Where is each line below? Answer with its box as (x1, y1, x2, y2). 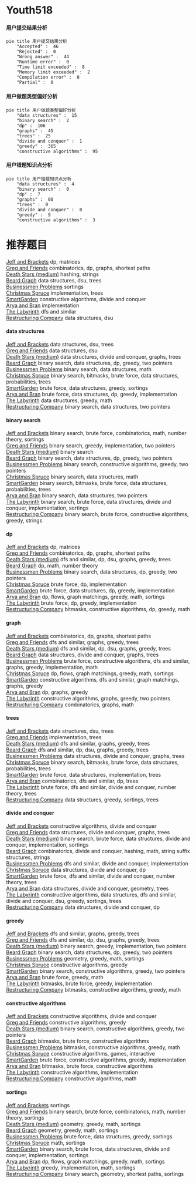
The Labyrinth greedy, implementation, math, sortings (6, 1164, 136, 1171)
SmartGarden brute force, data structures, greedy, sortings (6, 384, 148, 391)
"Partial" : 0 (16, 80, 54, 86)
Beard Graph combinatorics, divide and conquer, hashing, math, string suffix (6, 847, 190, 854)
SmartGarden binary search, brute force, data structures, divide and (6, 1145, 170, 1152)
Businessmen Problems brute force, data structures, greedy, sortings (6, 1133, 173, 1140)
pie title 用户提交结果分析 (6, 39, 67, 45)
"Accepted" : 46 (16, 43, 59, 50)
